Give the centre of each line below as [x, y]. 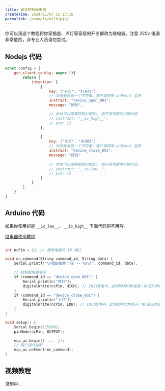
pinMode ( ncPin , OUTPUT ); [39, 332]
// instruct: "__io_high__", [79, 118]
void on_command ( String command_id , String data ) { [59, 259]
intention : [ [44, 82]
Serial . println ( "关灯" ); [47, 300]
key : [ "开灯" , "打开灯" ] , [73, 91]
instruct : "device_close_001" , [81, 151]
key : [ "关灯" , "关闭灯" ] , [73, 142]
